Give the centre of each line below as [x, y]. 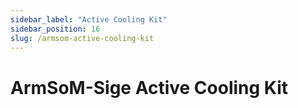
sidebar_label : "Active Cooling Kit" [89, 19]
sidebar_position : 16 [55, 29]
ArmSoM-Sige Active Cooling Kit [149, 87]
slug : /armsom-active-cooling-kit [82, 38]
